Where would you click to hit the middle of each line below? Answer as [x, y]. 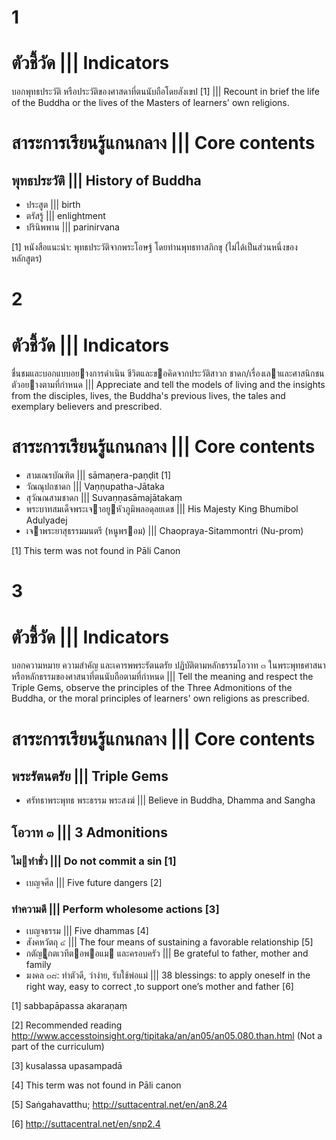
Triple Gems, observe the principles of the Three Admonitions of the [152, 688]
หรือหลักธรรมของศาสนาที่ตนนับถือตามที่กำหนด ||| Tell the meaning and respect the [162, 677]
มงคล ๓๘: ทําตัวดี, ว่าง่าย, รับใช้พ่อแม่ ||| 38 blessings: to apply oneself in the [168, 975]
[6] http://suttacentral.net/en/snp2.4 [86, 1124]
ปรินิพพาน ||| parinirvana [72, 227]
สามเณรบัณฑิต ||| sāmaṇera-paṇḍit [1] [98, 475]
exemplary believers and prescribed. [87, 407]
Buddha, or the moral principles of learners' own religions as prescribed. [160, 698]
